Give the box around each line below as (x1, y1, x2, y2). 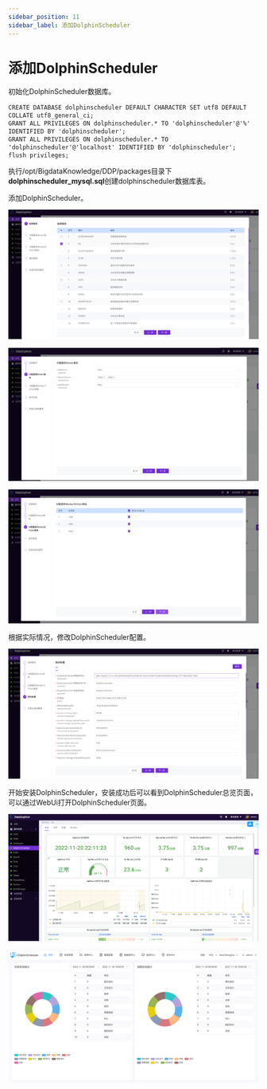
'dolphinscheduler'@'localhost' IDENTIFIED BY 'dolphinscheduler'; (8, 143, 237, 151)
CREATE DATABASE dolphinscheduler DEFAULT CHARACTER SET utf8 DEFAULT (8, 104, 247, 112)
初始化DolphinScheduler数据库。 (8, 87, 116, 96)
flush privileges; (8, 151, 69, 159)
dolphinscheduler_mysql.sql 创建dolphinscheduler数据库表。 (8, 176, 211, 186)
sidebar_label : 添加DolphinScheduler (8, 21, 131, 29)
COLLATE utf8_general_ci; (8, 112, 94, 119)
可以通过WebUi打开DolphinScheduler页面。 (8, 797, 152, 807)
